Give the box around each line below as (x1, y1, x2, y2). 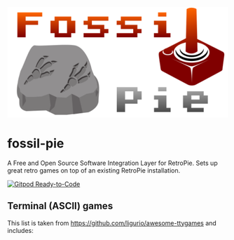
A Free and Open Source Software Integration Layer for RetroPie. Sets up (7, 159, 219, 167)
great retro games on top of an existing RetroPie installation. (7, 166, 181, 175)
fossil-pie (7, 135, 64, 152)
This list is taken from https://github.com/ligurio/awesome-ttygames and (7, 218, 217, 227)
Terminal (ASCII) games (7, 200, 113, 212)
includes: (7, 226, 34, 234)
